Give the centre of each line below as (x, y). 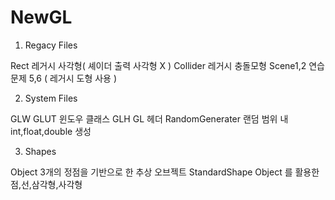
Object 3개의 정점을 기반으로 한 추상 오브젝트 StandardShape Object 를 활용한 (165, 172)
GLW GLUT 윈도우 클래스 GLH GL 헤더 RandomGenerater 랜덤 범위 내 (149, 118)
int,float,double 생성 (51, 131)
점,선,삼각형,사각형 (46, 184)
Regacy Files (51, 45)
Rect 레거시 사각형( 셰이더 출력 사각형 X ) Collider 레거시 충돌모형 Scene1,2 (158, 65)
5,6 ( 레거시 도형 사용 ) (73, 78)
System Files (51, 98)
